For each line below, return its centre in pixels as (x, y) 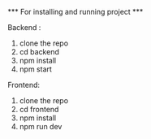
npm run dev (41, 126)
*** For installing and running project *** (75, 12)
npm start (35, 69)
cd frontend (39, 109)
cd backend (39, 52)
